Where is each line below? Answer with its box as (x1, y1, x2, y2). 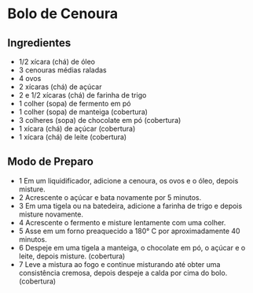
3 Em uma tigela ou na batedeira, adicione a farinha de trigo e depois (18, 201, 243, 210)
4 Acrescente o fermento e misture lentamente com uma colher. (18, 217, 226, 227)
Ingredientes (7, 36, 71, 50)
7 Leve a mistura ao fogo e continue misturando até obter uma (18, 259, 221, 269)
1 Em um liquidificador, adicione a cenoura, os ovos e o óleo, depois (18, 176, 239, 185)
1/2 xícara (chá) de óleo (18, 57, 96, 66)
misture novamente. (18, 210, 84, 219)
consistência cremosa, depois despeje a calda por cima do (18, 268, 210, 277)
